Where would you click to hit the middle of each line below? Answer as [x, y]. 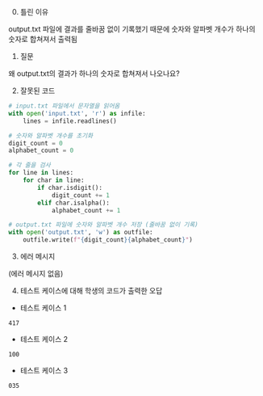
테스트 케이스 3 [44, 371]
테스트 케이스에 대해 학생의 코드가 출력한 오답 [91, 291]
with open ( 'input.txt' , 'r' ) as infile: [77, 113]
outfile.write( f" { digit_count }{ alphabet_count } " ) [108, 240]
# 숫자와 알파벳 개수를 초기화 [51, 136]
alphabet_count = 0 [41, 151]
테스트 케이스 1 [43, 308]
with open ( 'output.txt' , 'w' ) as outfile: [81, 233]
